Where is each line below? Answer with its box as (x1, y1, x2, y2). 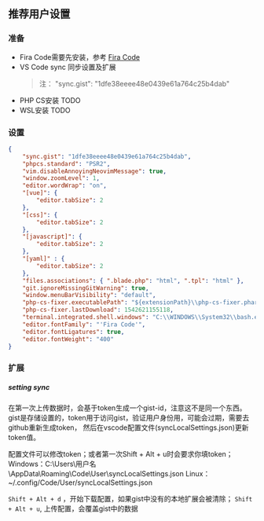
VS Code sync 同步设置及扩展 (19, 62, 116, 72)
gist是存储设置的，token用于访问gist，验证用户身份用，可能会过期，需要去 (8, 413, 250, 423)
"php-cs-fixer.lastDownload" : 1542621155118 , (22, 306, 174, 314)
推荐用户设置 (8, 7, 71, 21)
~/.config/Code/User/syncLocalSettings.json (8, 478, 153, 487)
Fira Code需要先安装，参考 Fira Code (19, 52, 140, 61)
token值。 (8, 433, 41, 442)
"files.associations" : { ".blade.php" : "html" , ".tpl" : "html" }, (22, 277, 244, 284)
